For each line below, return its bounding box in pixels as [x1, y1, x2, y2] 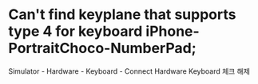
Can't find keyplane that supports [8, 6, 236, 24]
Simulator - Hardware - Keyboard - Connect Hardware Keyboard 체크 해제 [8, 66, 250, 76]
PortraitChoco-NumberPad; [8, 40, 197, 57]
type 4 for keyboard [8, 22, 143, 40]
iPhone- [145, 22, 200, 40]
